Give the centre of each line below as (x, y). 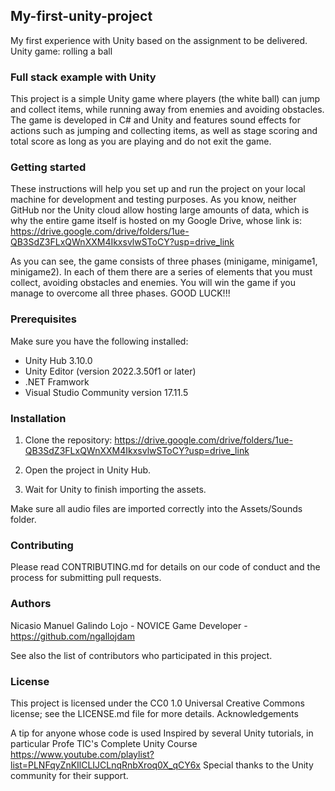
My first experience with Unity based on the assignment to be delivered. (159, 40)
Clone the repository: (68, 440)
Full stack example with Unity (83, 77)
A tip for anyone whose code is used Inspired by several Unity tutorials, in (162, 733)
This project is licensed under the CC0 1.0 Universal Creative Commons (157, 703)
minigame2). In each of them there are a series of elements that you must (161, 272)
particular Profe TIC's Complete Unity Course (104, 743)
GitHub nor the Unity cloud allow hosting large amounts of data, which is (160, 210)
